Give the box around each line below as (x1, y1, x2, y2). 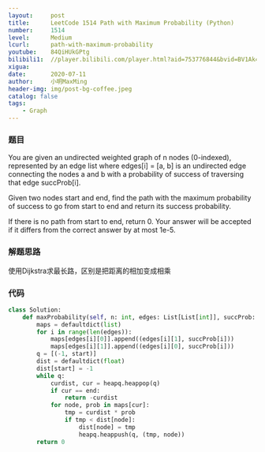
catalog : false (8, 92, 58, 100)
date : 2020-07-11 (8, 70, 87, 78)
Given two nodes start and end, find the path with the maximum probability (8, 193, 252, 203)
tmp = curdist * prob (64, 409, 136, 417)
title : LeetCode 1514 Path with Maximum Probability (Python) (8, 19, 235, 27)
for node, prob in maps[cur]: (50, 402, 150, 409)
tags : (8, 99, 26, 107)
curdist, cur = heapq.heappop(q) (50, 379, 160, 387)
